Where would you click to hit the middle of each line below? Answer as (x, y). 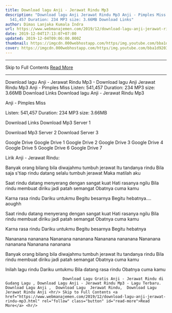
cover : (12, 48)
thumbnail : (17, 43)
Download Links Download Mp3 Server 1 (48, 123)
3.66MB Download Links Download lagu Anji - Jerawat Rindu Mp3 (75, 93)
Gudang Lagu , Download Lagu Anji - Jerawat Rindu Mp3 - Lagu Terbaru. (83, 283)
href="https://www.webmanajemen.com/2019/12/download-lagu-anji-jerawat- (86, 297)
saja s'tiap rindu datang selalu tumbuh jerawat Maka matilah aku (73, 173)
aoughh (13, 203)
